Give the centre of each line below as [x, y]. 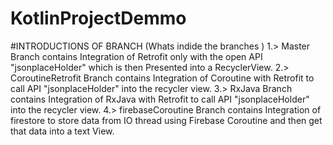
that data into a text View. [62, 131]
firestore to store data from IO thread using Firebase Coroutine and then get [166, 120]
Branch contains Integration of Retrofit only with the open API [136, 56]
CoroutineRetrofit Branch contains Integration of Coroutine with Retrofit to [162, 78]
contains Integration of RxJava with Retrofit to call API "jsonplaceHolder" [160, 99]
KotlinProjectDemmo [98, 18]
